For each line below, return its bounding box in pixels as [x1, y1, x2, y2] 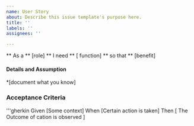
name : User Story [6, 8, 49, 15]
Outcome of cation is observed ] [6, 113, 85, 120]
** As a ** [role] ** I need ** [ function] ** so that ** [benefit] [6, 52, 156, 59]
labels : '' [6, 25, 33, 31]
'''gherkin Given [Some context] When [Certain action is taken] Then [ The [6, 107, 188, 114]
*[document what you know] [6, 79, 76, 86]
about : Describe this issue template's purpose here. [6, 14, 142, 20]
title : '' [6, 20, 31, 25]
